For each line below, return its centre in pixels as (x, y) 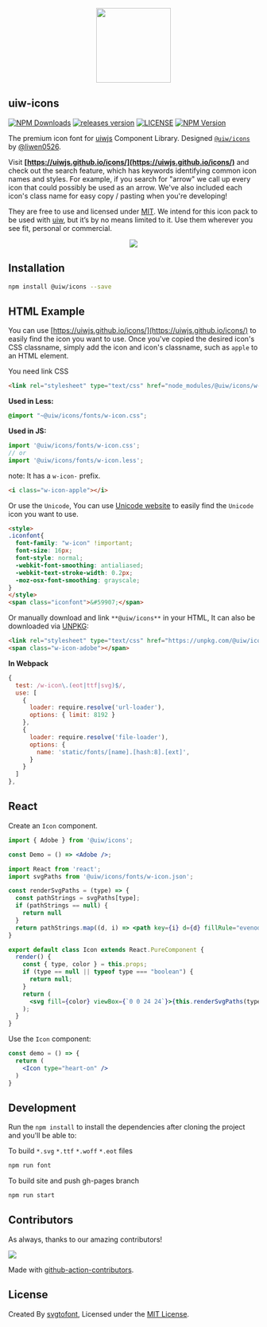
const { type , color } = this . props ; (85, 965)
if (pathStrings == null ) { (62, 906)
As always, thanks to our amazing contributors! (85, 1239)
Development (43, 1108)
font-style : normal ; (49, 558)
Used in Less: (31, 401)
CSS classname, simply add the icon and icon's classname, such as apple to (133, 347)
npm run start (32, 1196)
